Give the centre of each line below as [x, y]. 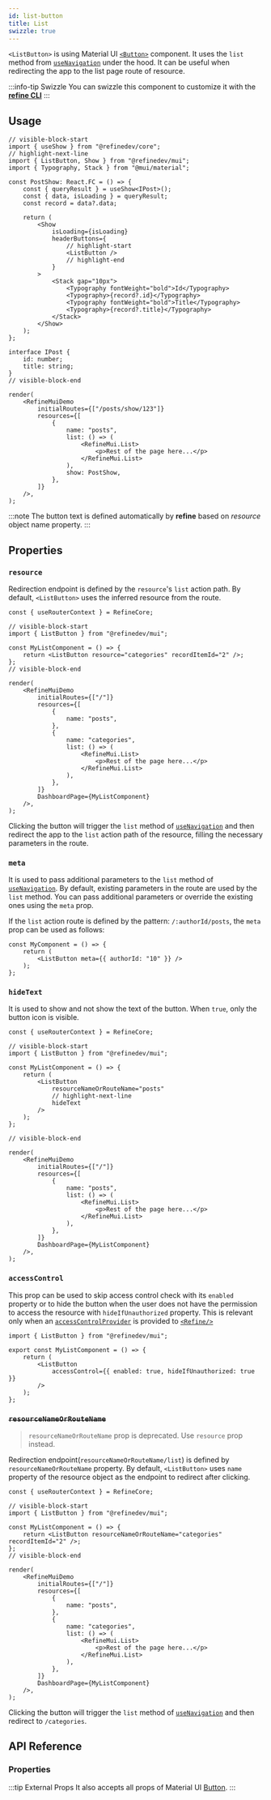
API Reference [45, 1747]
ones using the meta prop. [51, 906]
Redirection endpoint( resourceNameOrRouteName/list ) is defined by [119, 1460]
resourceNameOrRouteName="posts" [108, 1089]
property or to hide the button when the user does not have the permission [133, 1303]
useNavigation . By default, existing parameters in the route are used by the [133, 889]
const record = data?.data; [70, 203]
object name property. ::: [49, 525]
